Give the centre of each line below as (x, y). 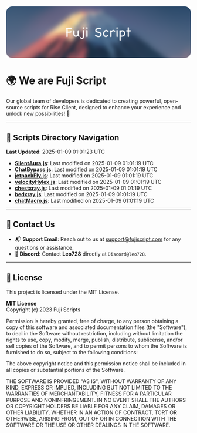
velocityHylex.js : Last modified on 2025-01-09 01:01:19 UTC (88, 182)
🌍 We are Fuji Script (56, 81)
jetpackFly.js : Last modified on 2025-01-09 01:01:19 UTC (84, 176)
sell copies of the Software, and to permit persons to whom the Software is (97, 346)
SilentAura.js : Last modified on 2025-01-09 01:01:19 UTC (84, 163)
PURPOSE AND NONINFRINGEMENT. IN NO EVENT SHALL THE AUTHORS (96, 400)
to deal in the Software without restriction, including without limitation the (94, 333)
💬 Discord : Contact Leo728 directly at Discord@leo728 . (80, 254)
